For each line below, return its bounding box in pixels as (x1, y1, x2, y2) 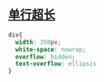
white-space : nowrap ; (15, 45, 87, 53)
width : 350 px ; (15, 38, 61, 46)
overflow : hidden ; (15, 52, 76, 61)
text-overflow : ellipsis (15, 60, 97, 68)
